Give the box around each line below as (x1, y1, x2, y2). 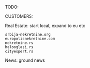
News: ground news (5, 57, 45, 63)
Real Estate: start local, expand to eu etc (5, 23, 86, 28)
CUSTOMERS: (5, 14, 33, 19)
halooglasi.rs (5, 45, 34, 50)
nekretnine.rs (5, 41, 34, 45)
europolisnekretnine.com (5, 36, 55, 41)
